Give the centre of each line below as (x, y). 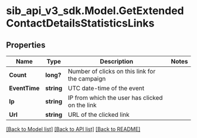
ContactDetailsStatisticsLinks (80, 23)
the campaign (87, 79)
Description (117, 61)
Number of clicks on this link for (112, 71)
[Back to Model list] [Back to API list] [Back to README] (73, 129)
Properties (26, 45)
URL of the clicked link (99, 115)
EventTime (24, 88)
